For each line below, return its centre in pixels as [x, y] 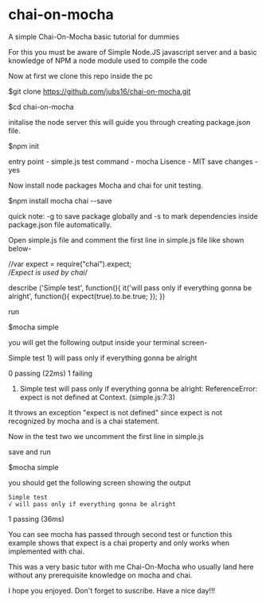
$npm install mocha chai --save [61, 200]
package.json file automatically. [60, 224]
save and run [30, 452]
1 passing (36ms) [37, 519]
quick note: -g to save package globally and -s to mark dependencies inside [133, 216]
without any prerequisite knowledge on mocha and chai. [100, 575]
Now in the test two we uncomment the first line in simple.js [106, 436]
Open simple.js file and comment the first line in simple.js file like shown [126, 239]
